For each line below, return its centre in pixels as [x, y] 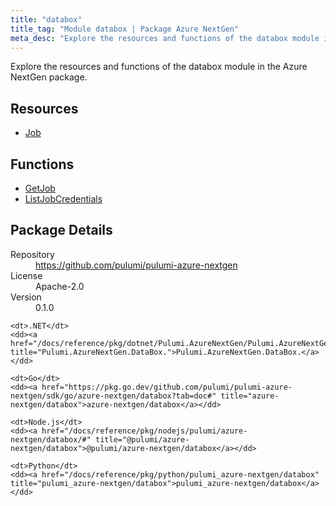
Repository [32, 254]
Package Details [61, 230]
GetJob [40, 188]
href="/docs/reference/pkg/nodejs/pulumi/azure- [144, 431]
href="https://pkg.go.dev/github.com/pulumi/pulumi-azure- [167, 387]
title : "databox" [46, 19]
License [26, 275]
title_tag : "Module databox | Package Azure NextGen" [125, 29]
